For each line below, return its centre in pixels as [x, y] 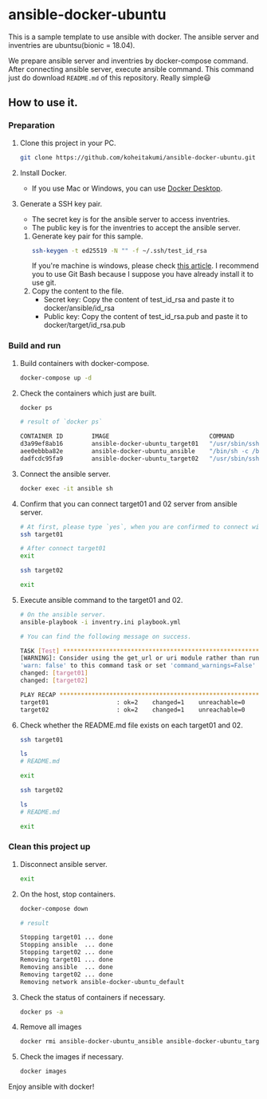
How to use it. [43, 102]
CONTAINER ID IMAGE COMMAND [127, 436]
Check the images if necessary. [72, 1057]
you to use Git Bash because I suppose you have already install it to [142, 274]
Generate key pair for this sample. [87, 236]
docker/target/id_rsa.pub [84, 325]
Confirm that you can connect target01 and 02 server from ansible [128, 503]
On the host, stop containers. [67, 894]
